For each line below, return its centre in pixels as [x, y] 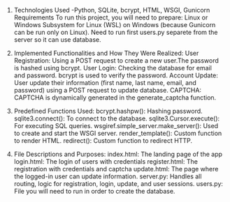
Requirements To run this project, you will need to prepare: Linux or [111, 17]
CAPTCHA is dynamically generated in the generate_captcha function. [115, 98]
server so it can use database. [57, 40]
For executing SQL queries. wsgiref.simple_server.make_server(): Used [116, 126]
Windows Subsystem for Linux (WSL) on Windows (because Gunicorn [115, 25]
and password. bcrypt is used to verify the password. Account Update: [116, 75]
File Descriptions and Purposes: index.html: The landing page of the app [118, 154]
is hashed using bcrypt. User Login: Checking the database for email [113, 68]
